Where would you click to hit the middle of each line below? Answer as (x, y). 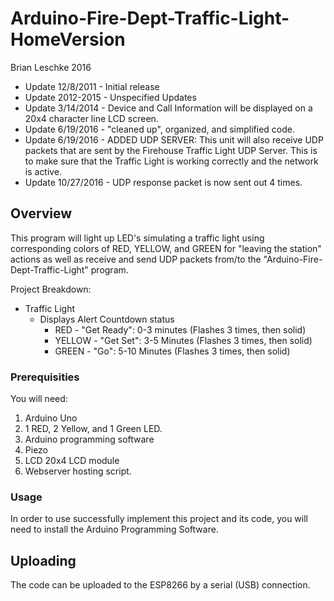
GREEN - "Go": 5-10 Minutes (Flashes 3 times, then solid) (172, 351)
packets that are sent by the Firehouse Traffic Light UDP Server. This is (171, 150)
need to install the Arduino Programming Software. (114, 529)
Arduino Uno (51, 418)
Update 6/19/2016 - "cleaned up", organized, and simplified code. (159, 129)
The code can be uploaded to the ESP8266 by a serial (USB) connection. (160, 585)
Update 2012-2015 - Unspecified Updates (110, 97)
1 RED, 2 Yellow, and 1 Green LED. (93, 429)
